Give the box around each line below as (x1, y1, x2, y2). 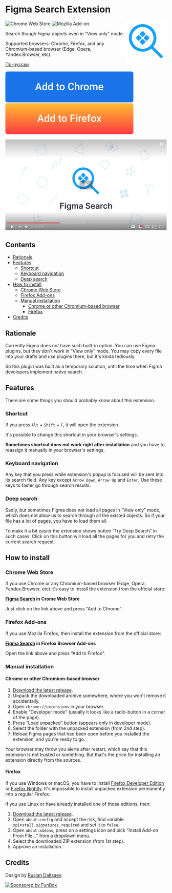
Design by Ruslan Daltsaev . (5, 872, 63, 878)
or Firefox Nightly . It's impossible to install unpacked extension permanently (5, 786, 165, 792)
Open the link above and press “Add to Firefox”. (5, 650, 105, 656)
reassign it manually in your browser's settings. (5, 447, 105, 453)
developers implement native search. (5, 369, 83, 375)
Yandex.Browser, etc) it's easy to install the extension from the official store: (5, 586, 166, 592)
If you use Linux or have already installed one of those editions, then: (5, 801, 151, 807)
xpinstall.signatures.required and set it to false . (12, 822, 120, 828)
